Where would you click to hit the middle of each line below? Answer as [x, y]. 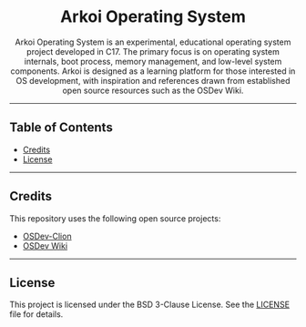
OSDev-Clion [47, 236]
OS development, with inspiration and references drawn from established [153, 80]
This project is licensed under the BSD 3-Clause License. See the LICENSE [149, 305]
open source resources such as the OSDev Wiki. [153, 90]
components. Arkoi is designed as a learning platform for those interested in [153, 71]
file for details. [36, 314]
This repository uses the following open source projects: [115, 218]
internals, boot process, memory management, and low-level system [153, 61]
